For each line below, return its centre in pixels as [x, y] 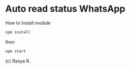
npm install [18, 32]
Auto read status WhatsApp [65, 9]
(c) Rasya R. [18, 61]
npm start [16, 51]
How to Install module [28, 23]
